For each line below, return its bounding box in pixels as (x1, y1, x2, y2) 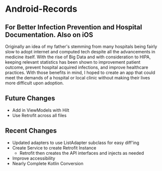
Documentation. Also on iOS (5, 30, 93, 39)
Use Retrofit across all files (12, 112, 67, 118)
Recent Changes (5, 126, 57, 135)
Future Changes (5, 94, 55, 102)
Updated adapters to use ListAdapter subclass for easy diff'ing (12, 140, 139, 146)
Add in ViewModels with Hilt (12, 107, 70, 113)
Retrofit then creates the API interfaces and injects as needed (19, 150, 144, 156)
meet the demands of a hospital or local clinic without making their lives (5, 75, 150, 80)
